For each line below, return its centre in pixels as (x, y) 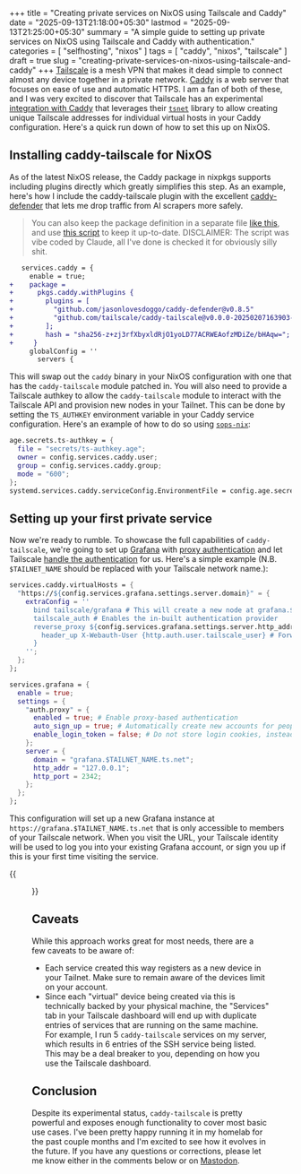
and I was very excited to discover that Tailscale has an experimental (136, 99)
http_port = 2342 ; (67, 776)
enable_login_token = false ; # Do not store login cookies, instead (163, 735)
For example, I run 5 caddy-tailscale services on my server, (155, 1034)
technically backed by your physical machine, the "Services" (157, 1006)
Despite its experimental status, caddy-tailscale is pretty (138, 1113)
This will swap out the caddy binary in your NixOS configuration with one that (150, 376)
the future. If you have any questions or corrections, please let (146, 1151)
